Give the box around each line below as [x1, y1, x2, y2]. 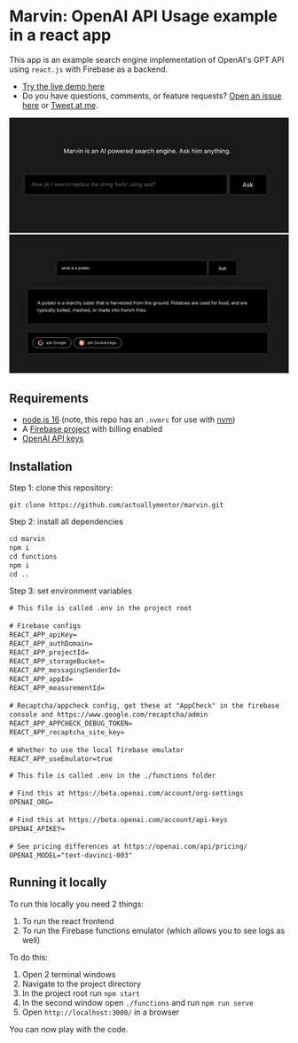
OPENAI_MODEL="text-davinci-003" [9, 851, 133, 859]
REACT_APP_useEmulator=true [9, 754, 114, 764]
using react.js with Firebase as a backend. [9, 64, 169, 74]
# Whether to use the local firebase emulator [9, 745, 184, 755]
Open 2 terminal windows [21, 968, 116, 979]
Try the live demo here [21, 81, 105, 91]
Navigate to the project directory [21, 978, 142, 989]
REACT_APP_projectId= [9, 647, 90, 657]
